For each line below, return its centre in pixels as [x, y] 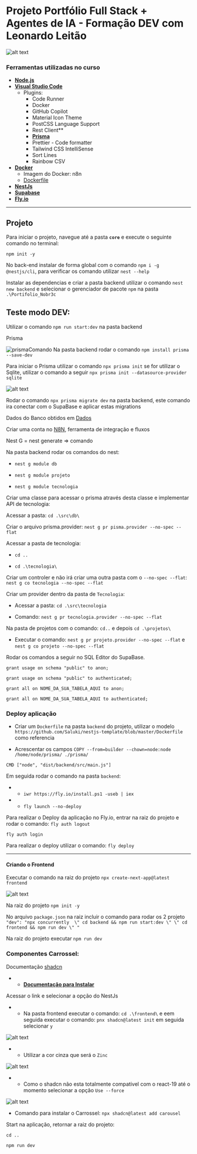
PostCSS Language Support [66, 124]
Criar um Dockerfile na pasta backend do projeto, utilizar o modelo [94, 726]
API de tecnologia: [28, 503]
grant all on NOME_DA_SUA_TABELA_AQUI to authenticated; [77, 699]
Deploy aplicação [31, 713]
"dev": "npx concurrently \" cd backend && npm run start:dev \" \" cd [97, 923]
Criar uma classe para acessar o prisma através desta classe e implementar [98, 498]
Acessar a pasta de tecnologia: [43, 543]
